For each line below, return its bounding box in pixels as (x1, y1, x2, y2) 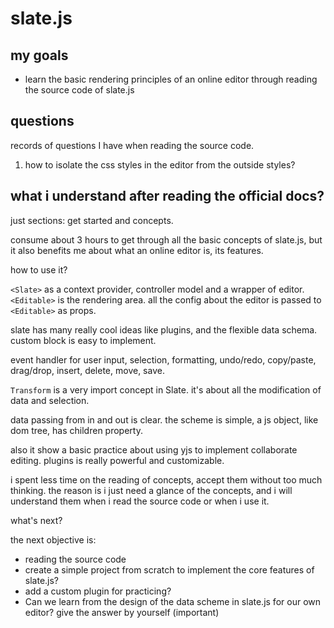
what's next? (10, 514, 63, 526)
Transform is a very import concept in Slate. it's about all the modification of (10, 383, 322, 396)
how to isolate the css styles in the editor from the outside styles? (24, 158, 296, 171)
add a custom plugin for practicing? (24, 585, 172, 597)
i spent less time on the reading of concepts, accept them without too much (10, 473, 323, 486)
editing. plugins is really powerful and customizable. (10, 454, 225, 466)
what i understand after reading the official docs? (10, 188, 325, 205)
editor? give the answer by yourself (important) (24, 606, 220, 618)
